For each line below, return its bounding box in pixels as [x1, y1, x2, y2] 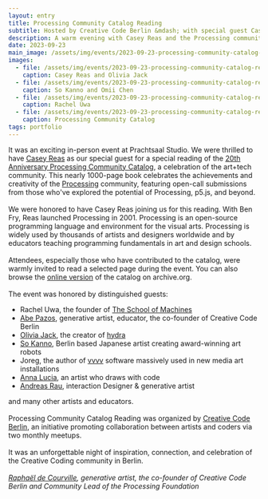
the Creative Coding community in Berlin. [8, 456, 144, 465]
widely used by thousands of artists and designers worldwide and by [8, 229, 235, 240]
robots [19, 347, 42, 356]
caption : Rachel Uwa [22, 101, 91, 109]
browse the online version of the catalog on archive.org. [8, 272, 193, 282]
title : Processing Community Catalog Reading [8, 19, 162, 27]
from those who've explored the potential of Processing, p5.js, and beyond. [8, 187, 256, 196]
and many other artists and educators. [8, 396, 134, 406]
